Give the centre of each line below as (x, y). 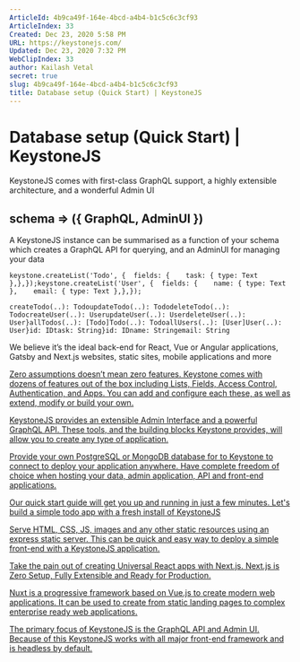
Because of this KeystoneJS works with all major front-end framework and (147, 639)
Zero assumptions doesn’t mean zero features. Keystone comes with (136, 374)
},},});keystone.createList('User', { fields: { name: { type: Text (148, 283)
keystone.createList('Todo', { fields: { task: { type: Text (133, 276)
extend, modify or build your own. (72, 403)
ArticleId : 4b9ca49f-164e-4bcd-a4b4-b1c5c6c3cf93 (104, 17)
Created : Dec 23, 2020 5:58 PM (68, 34)
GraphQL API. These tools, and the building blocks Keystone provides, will (146, 430)
